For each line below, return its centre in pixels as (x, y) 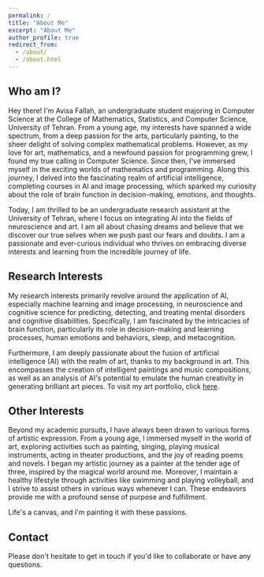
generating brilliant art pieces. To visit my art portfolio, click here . (114, 386)
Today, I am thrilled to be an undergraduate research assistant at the (119, 209)
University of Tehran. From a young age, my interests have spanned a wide (130, 127)
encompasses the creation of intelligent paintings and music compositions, (130, 369)
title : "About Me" (38, 23)
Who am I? (35, 92)
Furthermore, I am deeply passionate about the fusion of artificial (113, 353)
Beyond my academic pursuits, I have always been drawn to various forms (129, 430)
